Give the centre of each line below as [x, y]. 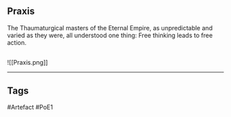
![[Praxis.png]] [27, 63]
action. [17, 42]
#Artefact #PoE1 [30, 107]
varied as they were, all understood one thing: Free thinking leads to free [110, 35]
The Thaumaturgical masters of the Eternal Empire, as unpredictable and [110, 28]
